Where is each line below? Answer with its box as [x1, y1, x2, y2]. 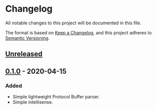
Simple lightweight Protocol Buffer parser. [12, 94, 100, 100]
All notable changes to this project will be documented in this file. [5, 20, 142, 26]
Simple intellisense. [12, 99, 53, 105]
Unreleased [5, 50, 43, 58]
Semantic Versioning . [5, 35, 50, 41]
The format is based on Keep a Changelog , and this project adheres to [5, 29, 152, 35]
